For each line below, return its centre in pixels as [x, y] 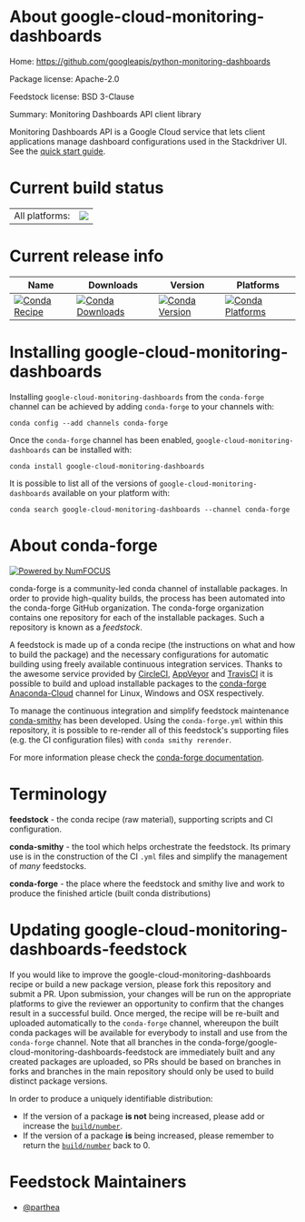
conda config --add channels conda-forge [89, 423]
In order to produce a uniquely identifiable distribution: [111, 1098]
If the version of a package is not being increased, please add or [143, 1116]
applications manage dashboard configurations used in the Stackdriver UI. [148, 141]
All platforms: [42, 216]
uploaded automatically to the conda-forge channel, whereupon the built [144, 1023]
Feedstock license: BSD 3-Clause [72, 96]
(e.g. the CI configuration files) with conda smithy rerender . [120, 740]
